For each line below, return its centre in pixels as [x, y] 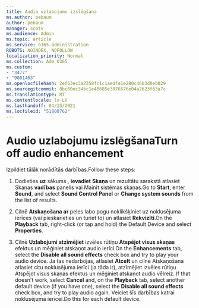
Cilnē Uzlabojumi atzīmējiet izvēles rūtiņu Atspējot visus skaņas [95, 242]
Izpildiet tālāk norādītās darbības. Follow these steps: [71, 169]
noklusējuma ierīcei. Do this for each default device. [78, 299]
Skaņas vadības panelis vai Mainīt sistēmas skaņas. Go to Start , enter [100, 187]
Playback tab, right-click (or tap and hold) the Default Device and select [103, 224]
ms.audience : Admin [30, 34]
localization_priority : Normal [45, 56]
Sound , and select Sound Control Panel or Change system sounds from [104, 194]
